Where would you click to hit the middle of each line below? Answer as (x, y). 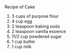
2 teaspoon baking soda (35, 26)
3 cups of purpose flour (35, 16)
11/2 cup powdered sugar (37, 36)
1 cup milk (21, 47)
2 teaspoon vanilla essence (39, 31)
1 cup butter (23, 42)
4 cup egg (22, 21)
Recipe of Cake (20, 7)
